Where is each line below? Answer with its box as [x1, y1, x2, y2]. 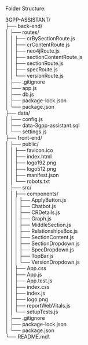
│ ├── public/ [5, 140, 39, 147]
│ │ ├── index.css [5, 284, 50, 290]
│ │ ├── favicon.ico [5, 147, 53, 154]
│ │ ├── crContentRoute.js [5, 41, 70, 48]
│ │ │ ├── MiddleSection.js [5, 222, 72, 228]
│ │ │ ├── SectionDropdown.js [5, 240, 80, 247]
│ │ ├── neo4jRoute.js [5, 47, 60, 54]
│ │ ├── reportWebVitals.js [5, 302, 71, 309]
